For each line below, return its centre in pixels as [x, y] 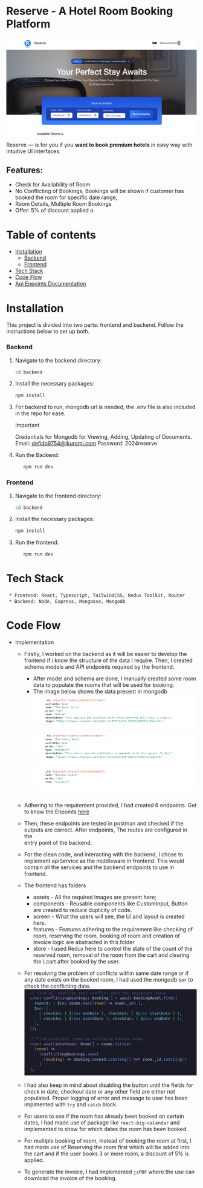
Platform [28, 24]
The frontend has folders [55, 885]
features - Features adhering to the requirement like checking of [113, 929]
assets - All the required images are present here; [95, 897]
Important [27, 425]
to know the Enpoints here [56, 812]
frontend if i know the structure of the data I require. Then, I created [108, 660]
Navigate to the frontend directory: [58, 496]
